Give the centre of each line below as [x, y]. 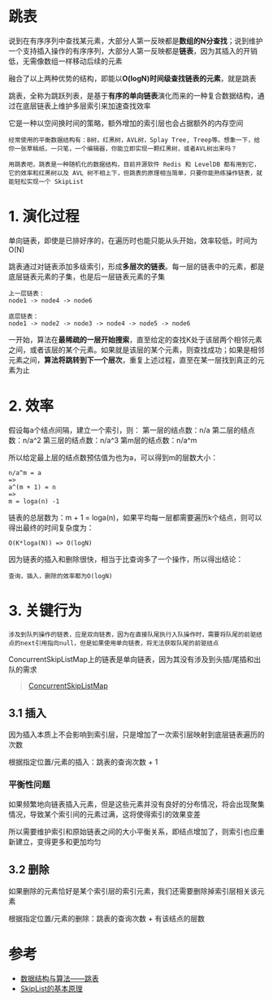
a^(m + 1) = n [32, 487]
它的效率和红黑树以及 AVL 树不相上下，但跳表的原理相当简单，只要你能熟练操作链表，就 [135, 173]
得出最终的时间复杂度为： [51, 527]
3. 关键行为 [45, 611]
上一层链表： [27, 294]
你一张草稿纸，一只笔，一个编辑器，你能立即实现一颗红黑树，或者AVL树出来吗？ [123, 148]
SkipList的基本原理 [51, 988]
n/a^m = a [25, 472]
